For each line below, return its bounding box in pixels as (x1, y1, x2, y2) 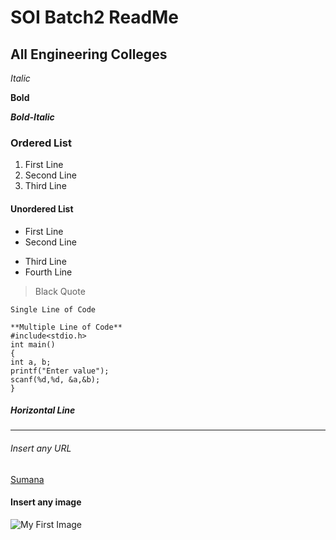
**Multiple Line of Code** (10, 322, 123, 332)
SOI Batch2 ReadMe (10, 6, 180, 29)
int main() (10, 339, 56, 350)
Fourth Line (24, 266, 73, 278)
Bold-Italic (10, 111, 55, 123)
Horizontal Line (10, 404, 76, 416)
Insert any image (10, 496, 82, 508)
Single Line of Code (10, 304, 97, 315)
